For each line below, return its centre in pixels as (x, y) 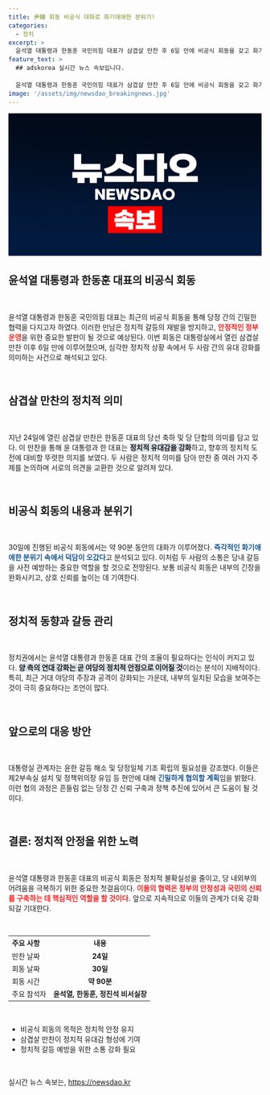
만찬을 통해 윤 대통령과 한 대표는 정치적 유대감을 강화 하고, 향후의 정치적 (138, 447)
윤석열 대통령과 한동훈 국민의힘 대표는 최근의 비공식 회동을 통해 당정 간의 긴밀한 (133, 317)
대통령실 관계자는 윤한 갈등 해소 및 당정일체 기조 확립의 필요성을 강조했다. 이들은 (134, 768)
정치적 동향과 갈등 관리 (61, 621)
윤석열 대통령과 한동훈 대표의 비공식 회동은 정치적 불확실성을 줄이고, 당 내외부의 (133, 877)
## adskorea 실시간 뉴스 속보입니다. (70, 68)
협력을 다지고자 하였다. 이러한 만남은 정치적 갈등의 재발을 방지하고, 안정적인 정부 (133, 327)
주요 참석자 (29, 994)
